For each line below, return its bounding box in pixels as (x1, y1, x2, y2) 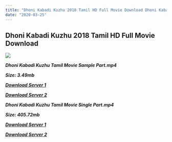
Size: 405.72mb (5, 112, 40, 118)
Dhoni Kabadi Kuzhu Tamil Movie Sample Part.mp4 (5, 62, 117, 68)
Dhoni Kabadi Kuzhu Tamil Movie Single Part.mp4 (5, 102, 114, 108)
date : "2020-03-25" (5, 12, 47, 17)
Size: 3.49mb (5, 72, 35, 78)
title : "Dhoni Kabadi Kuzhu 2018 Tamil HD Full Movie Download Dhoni (5, 7, 157, 13)
